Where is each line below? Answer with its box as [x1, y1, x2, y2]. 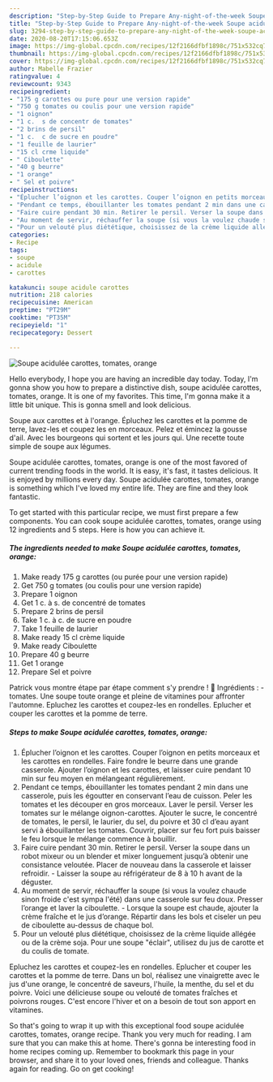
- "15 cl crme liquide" [9, 148, 90, 156]
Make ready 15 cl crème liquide [20, 633, 125, 643]
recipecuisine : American [9, 298, 93, 307]
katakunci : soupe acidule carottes [9, 283, 130, 292]
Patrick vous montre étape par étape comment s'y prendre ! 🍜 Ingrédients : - [9, 683, 265, 693]
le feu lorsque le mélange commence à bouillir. [20, 834, 177, 844]
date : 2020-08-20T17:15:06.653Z [9, 34, 118, 43]
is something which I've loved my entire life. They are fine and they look [9, 483, 249, 492]
